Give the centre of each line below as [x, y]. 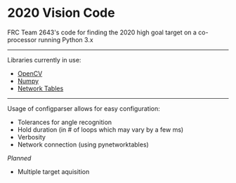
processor [22, 39]
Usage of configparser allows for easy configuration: [84, 108]
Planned [19, 158]
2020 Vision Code [61, 13]
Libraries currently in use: [44, 60]
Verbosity [31, 137]
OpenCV [30, 73]
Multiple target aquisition [53, 171]
